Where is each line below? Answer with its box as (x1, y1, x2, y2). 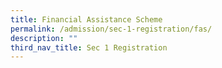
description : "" (10, 33, 78, 43)
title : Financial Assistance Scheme (10, 14, 163, 25)
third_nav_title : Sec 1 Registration (10, 42, 168, 53)
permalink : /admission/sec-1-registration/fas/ (10, 24, 213, 34)
